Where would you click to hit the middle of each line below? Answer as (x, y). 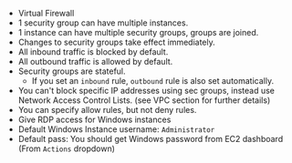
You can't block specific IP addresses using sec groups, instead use (146, 91)
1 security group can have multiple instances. (103, 23)
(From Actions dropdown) (67, 148)
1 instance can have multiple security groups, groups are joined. (138, 32)
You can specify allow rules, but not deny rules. (107, 110)
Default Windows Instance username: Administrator (116, 129)
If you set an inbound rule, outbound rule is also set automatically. (153, 81)
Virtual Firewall (46, 13)
